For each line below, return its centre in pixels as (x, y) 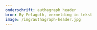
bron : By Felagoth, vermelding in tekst (49, 15)
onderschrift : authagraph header (41, 10)
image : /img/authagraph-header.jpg (43, 19)
